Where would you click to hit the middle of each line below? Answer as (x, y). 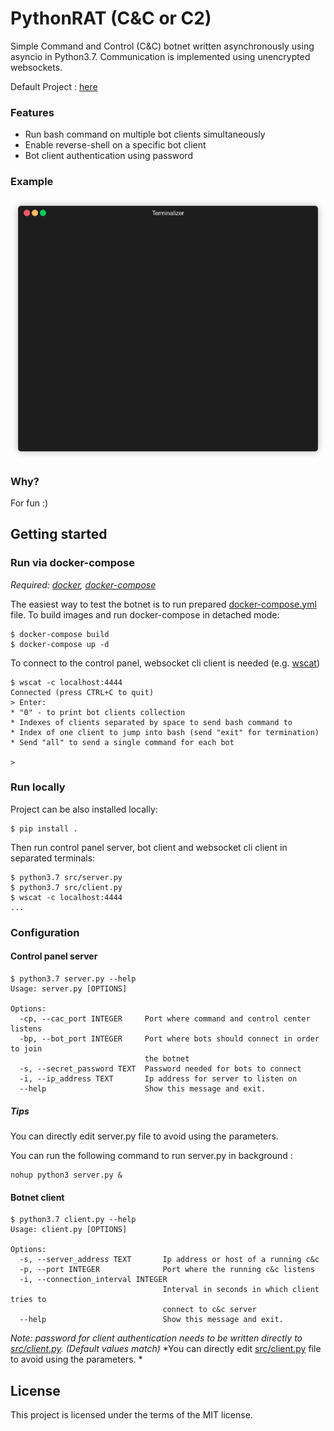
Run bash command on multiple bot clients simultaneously (145, 134)
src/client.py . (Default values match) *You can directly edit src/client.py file (166, 1349)
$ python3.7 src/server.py (66, 877)
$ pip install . (44, 828)
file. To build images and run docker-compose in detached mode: (145, 614)
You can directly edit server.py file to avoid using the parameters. (144, 1136)
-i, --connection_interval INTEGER (93, 1280)
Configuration (45, 932)
